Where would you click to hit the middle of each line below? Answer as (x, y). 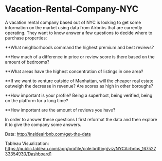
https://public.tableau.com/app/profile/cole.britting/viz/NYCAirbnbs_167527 (81, 148)
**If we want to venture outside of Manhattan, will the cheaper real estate (79, 81)
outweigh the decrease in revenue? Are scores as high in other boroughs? (79, 86)
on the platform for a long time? (36, 100)
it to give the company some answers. (43, 125)
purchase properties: (26, 38)
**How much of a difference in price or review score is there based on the (80, 56)
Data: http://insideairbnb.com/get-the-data (48, 134)
